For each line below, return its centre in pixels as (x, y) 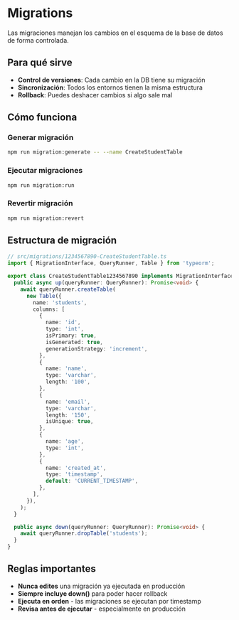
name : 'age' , (64, 442)
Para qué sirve (40, 63)
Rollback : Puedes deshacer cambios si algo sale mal (95, 95)
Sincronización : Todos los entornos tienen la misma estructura (110, 87)
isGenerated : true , (74, 342)
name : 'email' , (68, 402)
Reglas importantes (52, 569)
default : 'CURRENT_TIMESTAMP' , (92, 481)
